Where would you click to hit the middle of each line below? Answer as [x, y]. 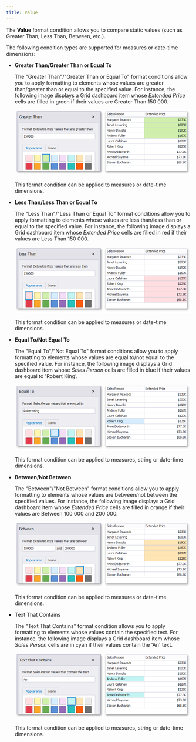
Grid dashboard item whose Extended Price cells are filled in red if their [101, 233]
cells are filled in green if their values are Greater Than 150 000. [92, 101]
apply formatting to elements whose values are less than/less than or [98, 220]
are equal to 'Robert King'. [46, 376]
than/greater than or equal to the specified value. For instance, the [95, 89]
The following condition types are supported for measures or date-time [92, 48]
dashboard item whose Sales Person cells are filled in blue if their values [102, 370]
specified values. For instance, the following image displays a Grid [94, 501]
